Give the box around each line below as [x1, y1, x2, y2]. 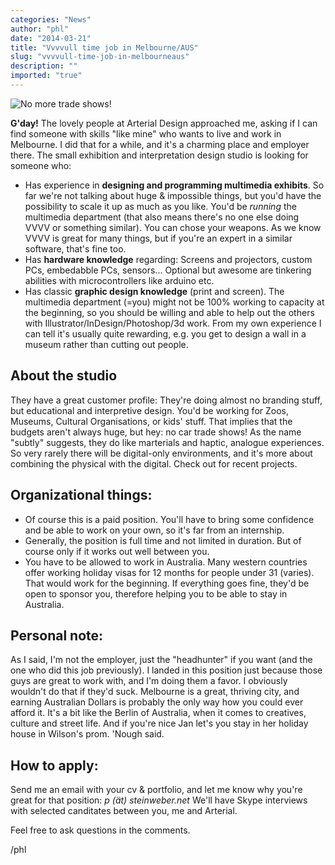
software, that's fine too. [24, 242, 127, 255]
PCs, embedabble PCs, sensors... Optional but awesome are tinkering [24, 264, 312, 276]
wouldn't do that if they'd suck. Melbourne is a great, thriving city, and [10, 686, 300, 698]
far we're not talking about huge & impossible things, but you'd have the [24, 189, 322, 201]
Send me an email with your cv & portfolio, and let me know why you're [10, 784, 303, 796]
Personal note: [10, 627, 104, 644]
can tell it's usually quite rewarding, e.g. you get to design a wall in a [24, 327, 307, 340]
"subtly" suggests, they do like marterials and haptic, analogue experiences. [10, 436, 325, 448]
